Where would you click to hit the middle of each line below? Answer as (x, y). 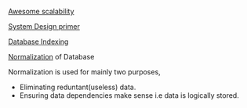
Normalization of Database (51, 57)
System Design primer (44, 26)
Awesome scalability (41, 11)
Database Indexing (38, 41)
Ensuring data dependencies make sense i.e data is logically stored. (129, 95)
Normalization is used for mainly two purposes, (84, 72)
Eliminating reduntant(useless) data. (78, 87)
